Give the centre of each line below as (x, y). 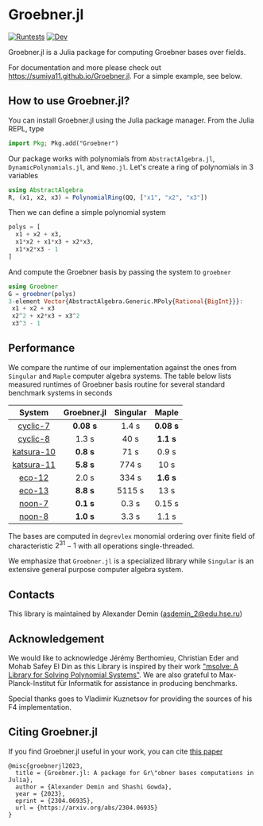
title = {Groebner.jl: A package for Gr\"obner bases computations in (135, 773)
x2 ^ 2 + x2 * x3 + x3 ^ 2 (46, 316)
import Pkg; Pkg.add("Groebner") (64, 143)
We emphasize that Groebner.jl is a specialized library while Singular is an (131, 561)
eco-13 (34, 490)
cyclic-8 (34, 438)
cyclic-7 (34, 426)
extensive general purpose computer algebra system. (96, 570)
